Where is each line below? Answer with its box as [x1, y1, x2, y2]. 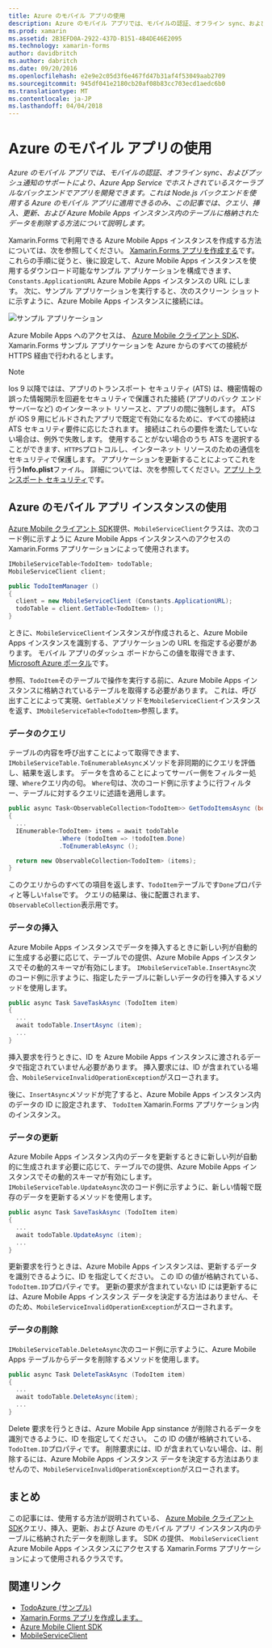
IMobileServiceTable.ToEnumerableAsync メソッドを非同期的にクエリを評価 [8, 758, 256, 768]
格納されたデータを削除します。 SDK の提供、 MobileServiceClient [36, 1533, 260, 1543]
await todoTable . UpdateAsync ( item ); [15, 1231, 143, 1239]
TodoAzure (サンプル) [19, 1603, 93, 1612]
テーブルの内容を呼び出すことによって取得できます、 [8, 748, 184, 757]
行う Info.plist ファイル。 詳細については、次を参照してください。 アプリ [8, 464, 245, 474]
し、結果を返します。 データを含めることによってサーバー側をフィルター [8, 768, 249, 777]
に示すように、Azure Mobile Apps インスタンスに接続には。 [8, 296, 208, 306]
